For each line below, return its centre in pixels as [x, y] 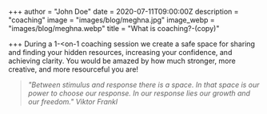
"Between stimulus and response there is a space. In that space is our [143, 85]
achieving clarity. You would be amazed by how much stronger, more [122, 61]
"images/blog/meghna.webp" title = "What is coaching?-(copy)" [114, 28]
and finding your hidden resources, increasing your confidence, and [120, 52]
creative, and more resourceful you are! [73, 69]
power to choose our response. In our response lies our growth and [139, 93]
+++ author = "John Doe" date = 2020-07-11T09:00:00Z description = [124, 12]
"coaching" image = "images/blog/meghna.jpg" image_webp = [112, 20]
